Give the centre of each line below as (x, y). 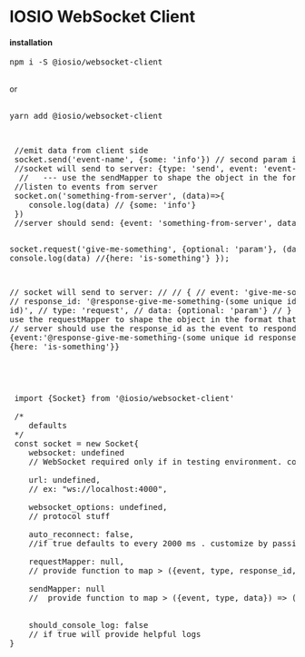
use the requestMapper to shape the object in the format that (153, 320)
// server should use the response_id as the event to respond (153, 329)
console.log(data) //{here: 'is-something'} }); (119, 259)
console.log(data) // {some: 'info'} (113, 205)
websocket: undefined (77, 453)
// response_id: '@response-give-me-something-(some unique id (153, 302)
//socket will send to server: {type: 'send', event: (136, 169)
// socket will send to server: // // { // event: (124, 293)
